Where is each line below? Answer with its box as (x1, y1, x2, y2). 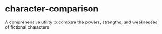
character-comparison (5, 3, 99, 14)
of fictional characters (5, 24, 50, 30)
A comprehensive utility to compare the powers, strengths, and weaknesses (5, 19, 158, 25)
